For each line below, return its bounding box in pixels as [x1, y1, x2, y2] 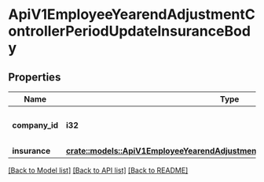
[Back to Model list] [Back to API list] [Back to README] [8, 165, 189, 175]
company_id [12, 120, 59, 131]
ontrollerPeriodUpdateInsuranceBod [8, 22, 251, 40]
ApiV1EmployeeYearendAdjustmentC [8, 6, 255, 24]
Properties [8, 70, 61, 84]
